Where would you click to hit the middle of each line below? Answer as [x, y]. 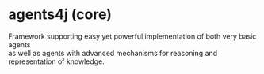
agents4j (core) [60, 15]
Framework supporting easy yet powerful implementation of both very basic [132, 36]
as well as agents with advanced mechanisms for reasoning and [113, 53]
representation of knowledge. [56, 61]
